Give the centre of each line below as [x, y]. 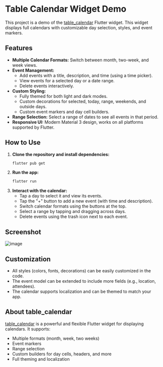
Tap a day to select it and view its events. [61, 196]
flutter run [24, 181]
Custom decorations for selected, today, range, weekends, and [83, 101]
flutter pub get [29, 163]
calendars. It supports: [28, 329]
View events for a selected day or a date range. [67, 80]
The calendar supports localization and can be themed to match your [81, 291]
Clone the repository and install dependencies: [61, 154]
